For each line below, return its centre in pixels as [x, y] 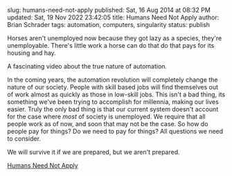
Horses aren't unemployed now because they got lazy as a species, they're [115, 38]
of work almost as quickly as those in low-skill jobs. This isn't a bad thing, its [116, 94]
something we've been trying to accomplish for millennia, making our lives [113, 102]
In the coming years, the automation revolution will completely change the [113, 80]
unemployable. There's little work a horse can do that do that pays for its [111, 45]
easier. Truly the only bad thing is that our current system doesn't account [113, 109]
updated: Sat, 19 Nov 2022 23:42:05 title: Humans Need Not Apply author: [113, 17]
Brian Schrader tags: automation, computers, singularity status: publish [108, 25]
